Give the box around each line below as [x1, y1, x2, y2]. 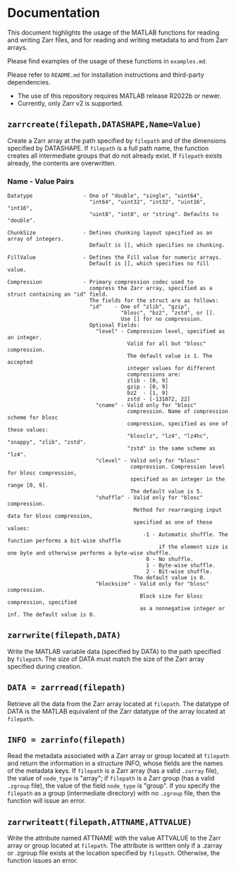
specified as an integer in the [130, 476, 225, 483]
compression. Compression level [130, 463, 225, 471]
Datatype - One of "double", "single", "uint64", [7, 192, 203, 200]
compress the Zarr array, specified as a [89, 285, 213, 292]
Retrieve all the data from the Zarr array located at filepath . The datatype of [7, 699, 230, 708]
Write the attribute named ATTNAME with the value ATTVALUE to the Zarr [7, 834, 221, 843]
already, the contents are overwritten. [7, 158, 116, 167]
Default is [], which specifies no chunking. [89, 241, 225, 249]
